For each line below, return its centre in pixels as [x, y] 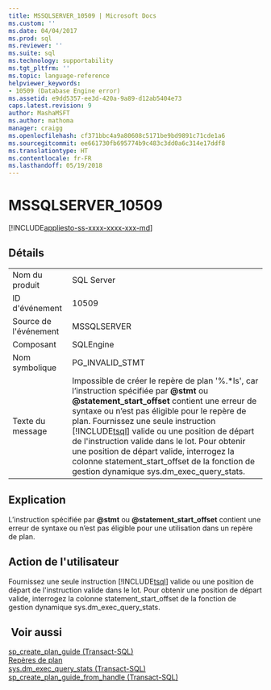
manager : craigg [35, 128]
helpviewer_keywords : [45, 83]
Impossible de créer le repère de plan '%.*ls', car [165, 380]
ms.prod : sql [30, 38]
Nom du [27, 275]
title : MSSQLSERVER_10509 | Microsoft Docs [83, 16]
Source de [32, 321]
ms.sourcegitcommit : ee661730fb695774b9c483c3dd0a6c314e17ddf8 [117, 143]
